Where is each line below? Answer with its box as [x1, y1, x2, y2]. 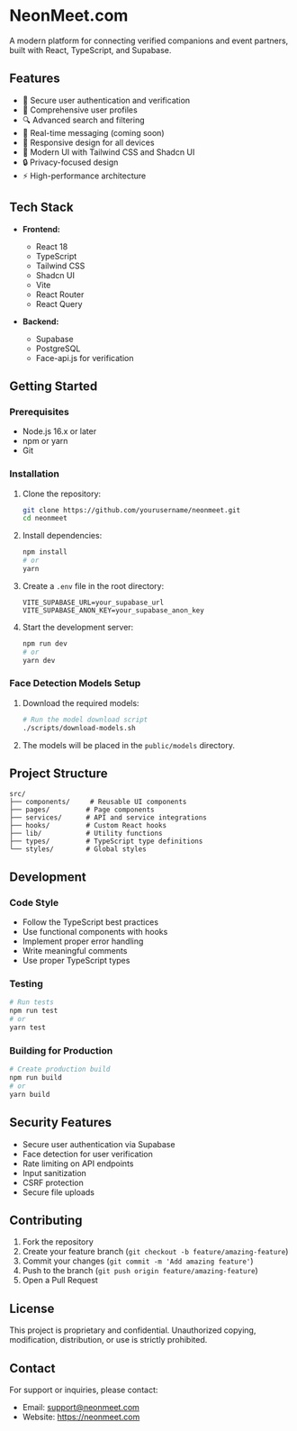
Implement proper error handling [22, 936, 144, 946]
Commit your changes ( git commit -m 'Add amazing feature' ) [22, 1255, 254, 1266]
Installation [9, 467, 60, 480]
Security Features [9, 1115, 112, 1130]
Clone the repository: [22, 488, 102, 499]
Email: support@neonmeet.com [22, 1401, 139, 1412]
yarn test [9, 1023, 47, 1032]
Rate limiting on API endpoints [22, 1158, 134, 1169]
